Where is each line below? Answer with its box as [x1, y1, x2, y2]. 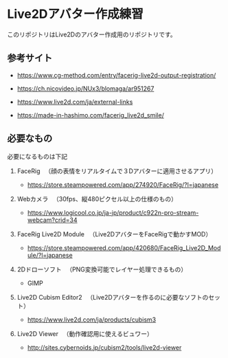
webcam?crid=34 [27, 216, 78, 224]
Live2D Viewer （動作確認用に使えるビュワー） [16, 329, 153, 337]
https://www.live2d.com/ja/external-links [16, 98, 133, 106]
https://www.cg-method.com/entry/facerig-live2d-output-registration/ [16, 71, 216, 79]
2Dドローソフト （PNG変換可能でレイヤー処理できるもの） [16, 265, 187, 273]
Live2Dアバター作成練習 [7, 6, 144, 22]
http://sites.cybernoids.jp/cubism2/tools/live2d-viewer [27, 343, 182, 351]
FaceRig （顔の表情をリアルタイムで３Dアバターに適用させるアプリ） [16, 166, 218, 175]
